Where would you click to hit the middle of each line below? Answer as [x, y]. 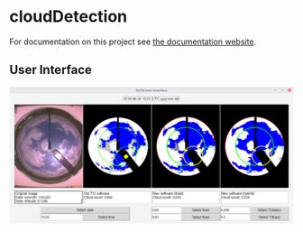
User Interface [51, 70]
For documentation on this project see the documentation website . [133, 42]
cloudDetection [69, 17]
